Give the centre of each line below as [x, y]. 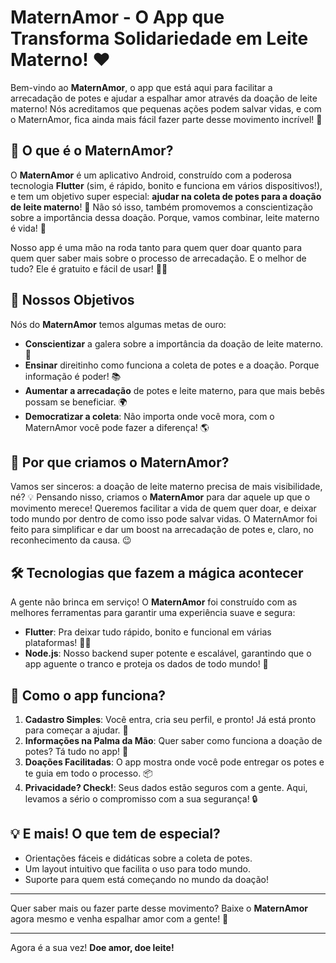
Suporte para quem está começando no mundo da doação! [146, 879]
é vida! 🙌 [28, 228]
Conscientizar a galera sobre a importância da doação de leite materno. [174, 343]
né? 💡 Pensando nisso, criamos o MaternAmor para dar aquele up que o [160, 497]
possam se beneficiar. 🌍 [76, 402]
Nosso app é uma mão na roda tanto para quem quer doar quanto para [156, 247]
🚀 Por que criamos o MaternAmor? [120, 462]
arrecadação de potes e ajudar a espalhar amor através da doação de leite [164, 98]
